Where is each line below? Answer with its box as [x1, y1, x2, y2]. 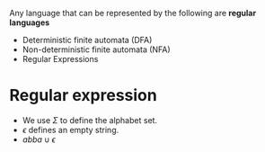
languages [9, 17, 50, 28]
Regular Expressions [22, 54, 99, 64]
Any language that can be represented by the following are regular [9, 8, 257, 18]
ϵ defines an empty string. [22, 124, 119, 135]
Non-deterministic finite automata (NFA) [22, 44, 171, 55]
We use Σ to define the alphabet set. [22, 114, 158, 125]
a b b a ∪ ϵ [22, 134, 56, 145]
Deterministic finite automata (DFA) [22, 35, 153, 45]
